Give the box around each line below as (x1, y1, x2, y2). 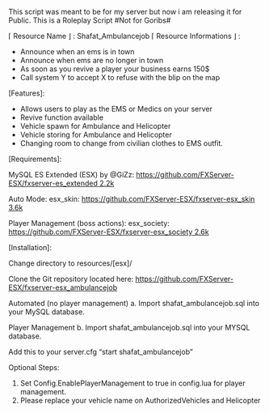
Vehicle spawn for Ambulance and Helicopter (19, 121, 171, 130)
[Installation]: (8, 243, 53, 252)
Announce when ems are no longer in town (19, 56, 164, 65)
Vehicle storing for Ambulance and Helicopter (19, 130, 172, 139)
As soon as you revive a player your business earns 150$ (19, 64, 210, 74)
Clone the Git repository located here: (8, 275, 134, 283)
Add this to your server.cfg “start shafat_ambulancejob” (8, 347, 194, 356)
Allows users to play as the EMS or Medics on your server (19, 104, 212, 113)
